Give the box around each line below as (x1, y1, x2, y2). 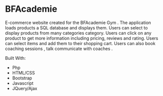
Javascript (12, 80, 34, 86)
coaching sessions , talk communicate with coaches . (5, 46, 113, 51)
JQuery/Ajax (12, 85, 38, 91)
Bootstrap (12, 75, 32, 81)
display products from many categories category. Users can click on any (5, 30, 152, 36)
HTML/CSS (12, 70, 35, 75)
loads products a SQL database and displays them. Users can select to (5, 24, 148, 30)
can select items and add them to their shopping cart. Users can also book (5, 40, 156, 46)
